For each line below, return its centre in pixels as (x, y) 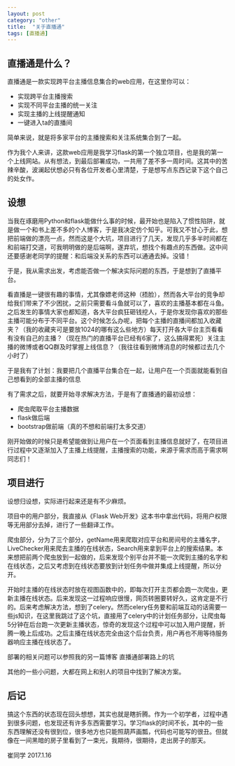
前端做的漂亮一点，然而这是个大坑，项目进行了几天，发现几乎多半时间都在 (120, 238)
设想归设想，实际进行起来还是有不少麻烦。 (69, 501)
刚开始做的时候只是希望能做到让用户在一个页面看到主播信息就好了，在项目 (114, 441)
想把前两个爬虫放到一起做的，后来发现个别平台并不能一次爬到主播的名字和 (120, 557)
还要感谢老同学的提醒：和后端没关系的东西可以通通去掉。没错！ (99, 255)
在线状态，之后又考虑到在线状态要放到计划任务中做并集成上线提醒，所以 (111, 566)
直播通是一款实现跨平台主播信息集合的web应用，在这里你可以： (99, 82)
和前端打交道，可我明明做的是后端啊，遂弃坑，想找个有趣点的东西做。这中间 (117, 247)
